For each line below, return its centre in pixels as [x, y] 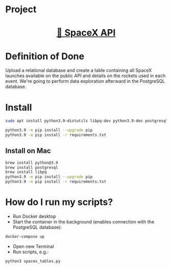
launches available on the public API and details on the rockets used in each [85, 76]
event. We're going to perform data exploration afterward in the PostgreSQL [85, 81]
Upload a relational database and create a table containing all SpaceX [79, 71]
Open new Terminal [33, 246]
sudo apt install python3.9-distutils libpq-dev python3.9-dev [74, 121]
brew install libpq [26, 172]
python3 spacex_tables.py [33, 261]
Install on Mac [28, 151]
